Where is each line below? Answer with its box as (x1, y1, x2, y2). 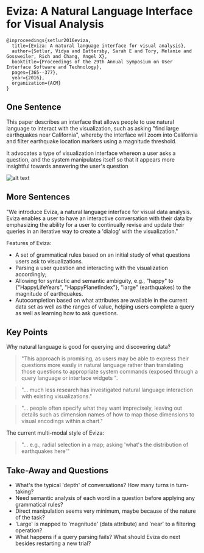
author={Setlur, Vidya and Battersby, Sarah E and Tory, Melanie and (12, 48, 192, 54)
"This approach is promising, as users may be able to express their (21, 355, 189, 362)
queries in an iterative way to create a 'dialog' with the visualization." (6, 227, 178, 235)
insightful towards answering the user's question (6, 162, 129, 169)
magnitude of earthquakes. (15, 290, 83, 297)
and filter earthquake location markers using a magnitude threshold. (6, 137, 177, 144)
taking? (15, 488, 34, 495)
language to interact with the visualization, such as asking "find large (6, 124, 180, 132)
